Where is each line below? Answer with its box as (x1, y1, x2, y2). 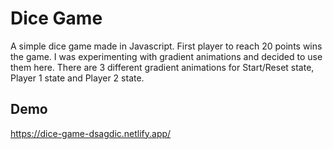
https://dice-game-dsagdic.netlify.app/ (10, 127, 172, 139)
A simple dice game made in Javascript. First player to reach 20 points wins (10, 40, 323, 52)
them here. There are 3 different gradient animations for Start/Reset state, (10, 61, 315, 73)
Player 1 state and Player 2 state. (10, 72, 145, 84)
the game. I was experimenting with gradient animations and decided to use (10, 50, 323, 62)
